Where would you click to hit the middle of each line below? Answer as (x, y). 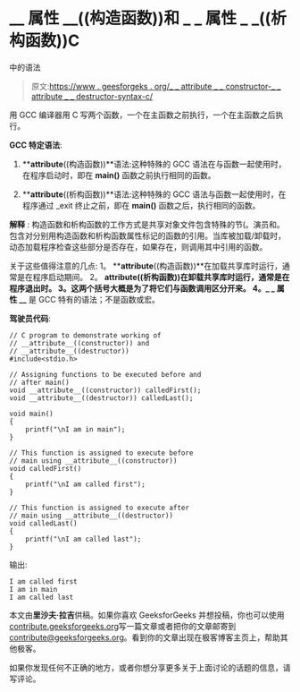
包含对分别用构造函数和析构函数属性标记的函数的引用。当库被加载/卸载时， (148, 235)
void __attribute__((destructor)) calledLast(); (101, 398)
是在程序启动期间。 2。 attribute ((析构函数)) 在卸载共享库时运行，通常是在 (153, 277)
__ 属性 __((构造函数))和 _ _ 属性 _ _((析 (148, 18)
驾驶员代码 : (30, 318)
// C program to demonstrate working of (86, 335)
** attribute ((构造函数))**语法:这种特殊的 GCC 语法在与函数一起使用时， (154, 164)
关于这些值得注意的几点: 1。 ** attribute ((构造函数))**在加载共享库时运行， (146, 266)
